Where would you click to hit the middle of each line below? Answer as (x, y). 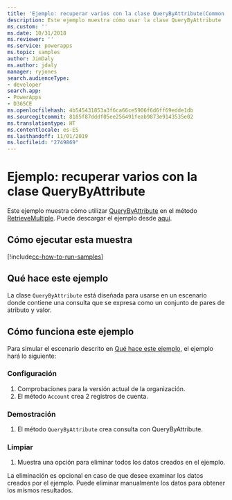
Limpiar (20, 447)
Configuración (32, 374)
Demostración (32, 414)
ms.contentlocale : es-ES (43, 130)
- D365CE (20, 104)
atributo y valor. (29, 310)
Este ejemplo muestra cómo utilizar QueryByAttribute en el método (102, 211)
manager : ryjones (32, 71)
